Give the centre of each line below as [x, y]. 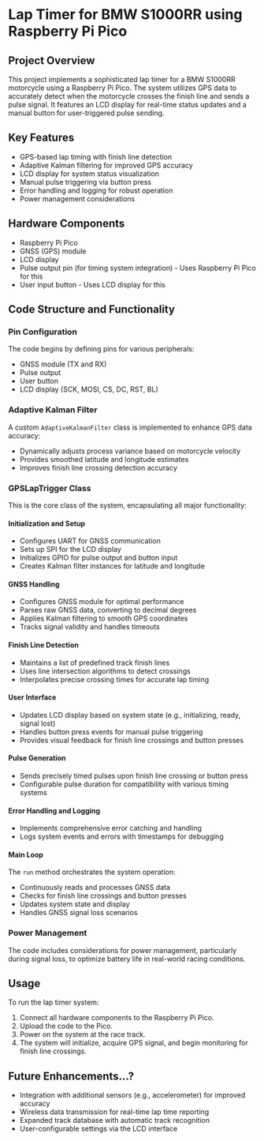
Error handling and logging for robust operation [96, 190]
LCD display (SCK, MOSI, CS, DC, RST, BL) [89, 389]
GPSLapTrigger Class [50, 488]
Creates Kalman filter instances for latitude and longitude [112, 566]
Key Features [41, 138]
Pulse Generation [37, 758]
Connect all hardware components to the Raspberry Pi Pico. [117, 1018]
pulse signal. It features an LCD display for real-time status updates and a [127, 105]
